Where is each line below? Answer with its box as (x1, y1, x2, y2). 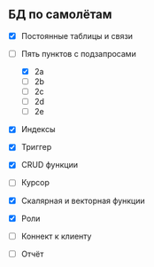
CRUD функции (20, 160, 79, 170)
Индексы (20, 124, 56, 135)
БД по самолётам (8, 7, 112, 22)
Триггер (20, 142, 52, 153)
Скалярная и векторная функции (20, 195, 145, 206)
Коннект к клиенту (20, 231, 92, 241)
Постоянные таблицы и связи (20, 30, 134, 41)
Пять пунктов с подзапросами (20, 48, 136, 59)
